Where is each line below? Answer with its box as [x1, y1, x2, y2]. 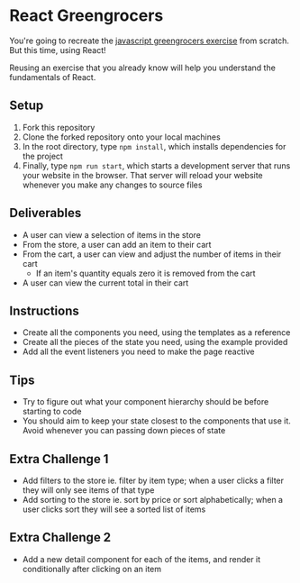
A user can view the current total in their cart [22, 277, 189, 288]
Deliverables [9, 205, 82, 221]
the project [22, 150, 63, 161]
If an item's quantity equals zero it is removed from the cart [35, 268, 256, 278]
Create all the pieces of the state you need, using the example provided [22, 337, 288, 348]
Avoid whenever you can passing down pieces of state [22, 425, 226, 436]
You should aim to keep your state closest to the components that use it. [22, 415, 291, 426]
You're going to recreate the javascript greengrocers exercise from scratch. [9, 35, 290, 46]
